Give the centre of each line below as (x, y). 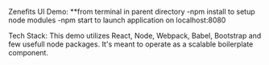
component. (28, 53)
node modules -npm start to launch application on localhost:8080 (117, 20)
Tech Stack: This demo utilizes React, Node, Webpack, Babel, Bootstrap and (135, 36)
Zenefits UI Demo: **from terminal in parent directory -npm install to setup (132, 12)
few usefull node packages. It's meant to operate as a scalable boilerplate (131, 44)
